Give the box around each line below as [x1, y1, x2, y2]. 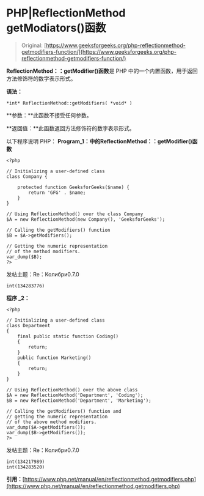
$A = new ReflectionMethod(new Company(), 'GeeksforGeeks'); [6, 216, 166, 223]
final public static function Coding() [17, 333, 119, 339]
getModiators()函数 [6, 21, 106, 35]
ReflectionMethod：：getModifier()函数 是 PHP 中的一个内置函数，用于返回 [6, 67, 199, 75]
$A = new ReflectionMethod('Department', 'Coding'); [6, 392, 144, 398]
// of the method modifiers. [6, 248, 81, 254]
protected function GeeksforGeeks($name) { [17, 184, 130, 190]
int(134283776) [6, 283, 45, 289]
